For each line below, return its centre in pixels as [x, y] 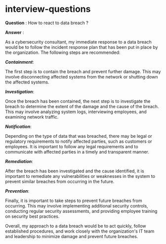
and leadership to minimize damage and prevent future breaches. [72, 236]
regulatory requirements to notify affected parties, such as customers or [79, 141]
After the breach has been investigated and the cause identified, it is [75, 171]
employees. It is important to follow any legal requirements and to [72, 146]
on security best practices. [32, 216]
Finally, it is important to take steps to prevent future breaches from [74, 201]
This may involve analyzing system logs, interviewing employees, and [76, 112]
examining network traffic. [32, 117]
